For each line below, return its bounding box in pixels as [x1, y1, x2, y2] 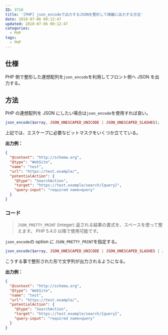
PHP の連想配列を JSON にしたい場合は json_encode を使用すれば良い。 [5, 110, 151, 116]
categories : [5, 26, 30, 31]
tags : [5, 35, 16, 40]
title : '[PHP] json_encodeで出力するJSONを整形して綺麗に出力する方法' [5, 12, 143, 17]
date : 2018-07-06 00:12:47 [5, 16, 61, 21]
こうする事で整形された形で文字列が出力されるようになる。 [5, 258, 128, 265]
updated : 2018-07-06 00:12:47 [5, 21, 68, 26]
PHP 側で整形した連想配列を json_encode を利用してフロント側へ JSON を [5, 73, 155, 80]
